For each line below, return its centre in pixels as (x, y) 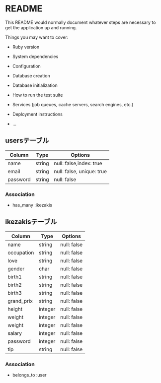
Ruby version (26, 47)
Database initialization (35, 85)
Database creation (31, 75)
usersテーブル (27, 141)
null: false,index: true (78, 163)
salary (15, 333)
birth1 (15, 277)
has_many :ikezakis (32, 205)
